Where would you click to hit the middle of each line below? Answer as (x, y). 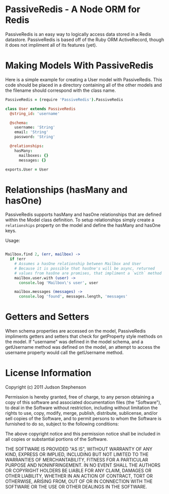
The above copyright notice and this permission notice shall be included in (83, 434)
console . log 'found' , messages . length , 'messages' (73, 297)
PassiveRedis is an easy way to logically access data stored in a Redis (78, 34)
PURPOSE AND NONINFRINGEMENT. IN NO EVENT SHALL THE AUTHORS (83, 465)
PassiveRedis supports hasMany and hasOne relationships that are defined (83, 215)
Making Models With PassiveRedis (79, 66)
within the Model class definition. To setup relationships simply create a (80, 220)
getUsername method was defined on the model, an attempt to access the (83, 347)
